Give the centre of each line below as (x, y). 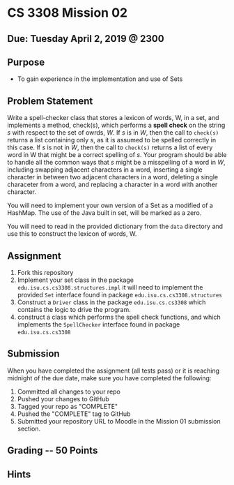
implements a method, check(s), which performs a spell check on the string (116, 125)
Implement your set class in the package (76, 280)
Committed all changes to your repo (69, 391)
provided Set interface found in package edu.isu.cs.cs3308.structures (120, 295)
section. (29, 428)
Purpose (26, 62)
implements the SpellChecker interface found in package (99, 324)
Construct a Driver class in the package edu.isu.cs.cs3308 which (111, 302)
